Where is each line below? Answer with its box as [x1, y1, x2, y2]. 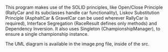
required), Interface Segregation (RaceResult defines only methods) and [5, 20, 157, 26]
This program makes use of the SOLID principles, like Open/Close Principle [5, 5, 163, 10]
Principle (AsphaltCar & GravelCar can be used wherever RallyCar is [5, 15, 149, 21]
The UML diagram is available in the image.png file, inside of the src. [5, 41, 150, 47]
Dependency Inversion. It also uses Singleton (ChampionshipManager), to [5, 26, 161, 32]
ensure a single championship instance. [5, 31, 89, 37]
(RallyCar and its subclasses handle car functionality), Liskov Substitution [5, 10, 160, 16]
